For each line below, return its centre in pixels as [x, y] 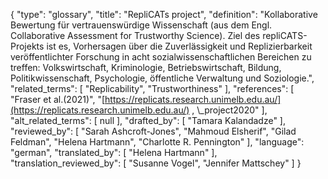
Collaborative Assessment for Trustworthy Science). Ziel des [135, 35]
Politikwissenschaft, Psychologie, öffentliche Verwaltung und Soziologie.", [162, 78]
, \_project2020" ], [229, 110]
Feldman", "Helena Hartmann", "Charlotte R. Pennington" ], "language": [157, 142]
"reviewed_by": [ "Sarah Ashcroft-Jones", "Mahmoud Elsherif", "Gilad [153, 131]
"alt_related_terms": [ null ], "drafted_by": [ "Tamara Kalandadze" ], [148, 120]
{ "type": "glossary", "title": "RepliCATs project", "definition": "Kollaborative [164, 14]
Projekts [27, 46]
